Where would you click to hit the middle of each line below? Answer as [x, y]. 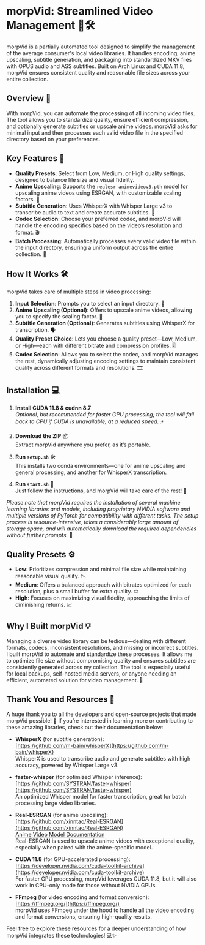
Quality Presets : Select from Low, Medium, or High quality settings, [100, 173]
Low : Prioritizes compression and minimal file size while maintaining [101, 569]
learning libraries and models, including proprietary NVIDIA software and [98, 509]
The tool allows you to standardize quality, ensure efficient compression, [98, 119]
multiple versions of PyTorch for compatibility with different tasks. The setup [103, 516]
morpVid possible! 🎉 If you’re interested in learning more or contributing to [100, 720]
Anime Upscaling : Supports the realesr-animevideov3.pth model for [101, 186]
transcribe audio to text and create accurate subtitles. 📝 [85, 212]
